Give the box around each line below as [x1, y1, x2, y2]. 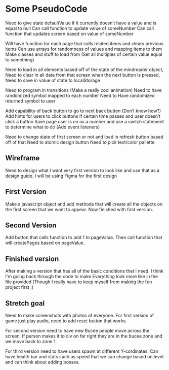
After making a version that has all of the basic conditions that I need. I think [5, 268, 163, 274]
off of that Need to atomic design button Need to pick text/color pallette [5, 139, 155, 145]
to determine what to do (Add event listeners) [5, 124, 100, 130]
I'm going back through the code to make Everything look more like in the [5, 274, 158, 280]
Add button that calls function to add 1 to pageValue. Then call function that [5, 234, 163, 241]
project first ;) [5, 284, 34, 290]
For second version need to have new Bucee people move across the [5, 328, 150, 333]
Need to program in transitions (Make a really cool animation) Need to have [5, 87, 162, 93]
